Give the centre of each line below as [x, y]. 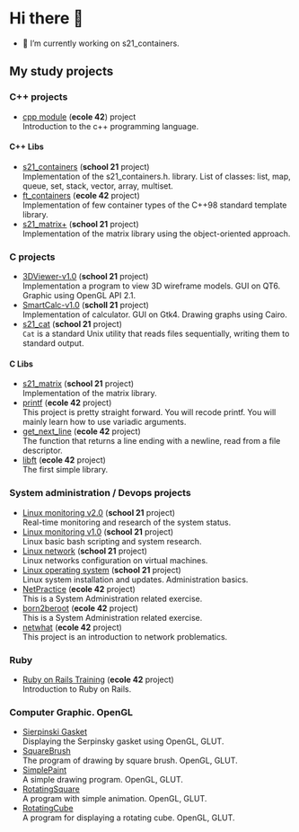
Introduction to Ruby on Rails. [77, 689]
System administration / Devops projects [100, 493]
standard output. [53, 343]
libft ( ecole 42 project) [64, 460]
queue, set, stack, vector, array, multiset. [97, 186]
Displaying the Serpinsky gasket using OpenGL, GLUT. [123, 741]
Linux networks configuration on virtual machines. [115, 560]
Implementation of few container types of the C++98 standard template [154, 205]
